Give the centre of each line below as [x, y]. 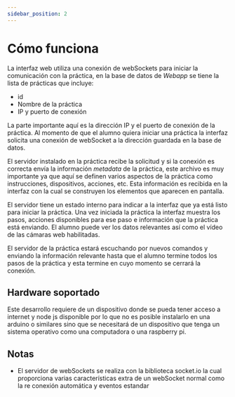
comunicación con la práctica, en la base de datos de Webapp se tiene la [113, 75]
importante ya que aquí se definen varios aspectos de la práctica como [110, 176]
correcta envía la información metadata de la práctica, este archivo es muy [116, 169]
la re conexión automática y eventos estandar [83, 386]
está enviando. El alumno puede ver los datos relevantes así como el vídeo [115, 227]
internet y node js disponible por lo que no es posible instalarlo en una [109, 317]
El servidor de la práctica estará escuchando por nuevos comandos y [108, 248]
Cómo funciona [53, 48]
